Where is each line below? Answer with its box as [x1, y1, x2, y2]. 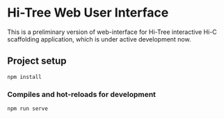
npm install [7, 73, 42, 80]
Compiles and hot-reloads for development [7, 89, 157, 99]
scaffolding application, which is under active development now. [7, 35, 191, 43]
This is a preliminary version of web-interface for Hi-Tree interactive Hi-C [7, 28, 217, 36]
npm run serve [7, 105, 49, 112]
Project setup [7, 55, 67, 67]
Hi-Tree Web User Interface [7, 5, 169, 21]
